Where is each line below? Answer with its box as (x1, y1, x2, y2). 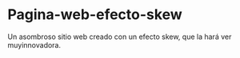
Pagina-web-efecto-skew (7, 6, 182, 24)
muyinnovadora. (7, 40, 62, 49)
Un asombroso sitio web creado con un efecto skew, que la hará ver (7, 32, 232, 41)
